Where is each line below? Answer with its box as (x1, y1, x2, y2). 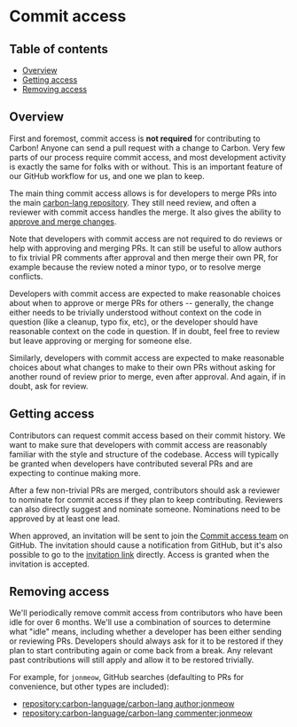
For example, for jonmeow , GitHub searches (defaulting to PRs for (9, 672, 245, 683)
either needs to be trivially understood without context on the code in (9, 307, 262, 317)
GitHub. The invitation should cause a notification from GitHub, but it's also (9, 539, 283, 551)
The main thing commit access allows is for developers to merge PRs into (9, 188, 277, 199)
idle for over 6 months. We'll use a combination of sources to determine (9, 617, 271, 628)
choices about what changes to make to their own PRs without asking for (9, 362, 277, 372)
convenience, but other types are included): (9, 681, 169, 692)
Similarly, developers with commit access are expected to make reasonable (9, 352, 285, 363)
